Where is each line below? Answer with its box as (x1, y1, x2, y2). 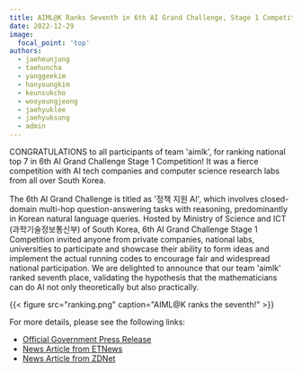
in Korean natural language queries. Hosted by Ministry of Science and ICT (9, 213, 287, 224)
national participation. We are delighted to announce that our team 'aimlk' (9, 262, 281, 273)
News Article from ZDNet (22, 353, 116, 364)
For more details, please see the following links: (9, 316, 186, 327)
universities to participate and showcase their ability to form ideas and (9, 244, 270, 254)
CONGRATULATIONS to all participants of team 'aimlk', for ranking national (9, 146, 286, 157)
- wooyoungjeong (17, 96, 78, 106)
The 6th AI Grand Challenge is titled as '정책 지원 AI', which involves (9, 194, 259, 204)
